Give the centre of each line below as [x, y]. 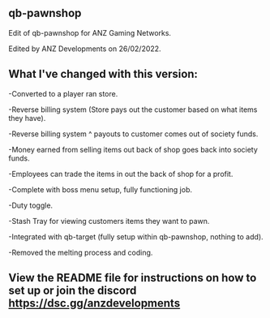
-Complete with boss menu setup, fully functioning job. [101, 189]
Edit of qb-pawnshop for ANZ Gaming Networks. [90, 32]
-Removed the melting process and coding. [81, 252]
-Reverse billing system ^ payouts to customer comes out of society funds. [133, 134]
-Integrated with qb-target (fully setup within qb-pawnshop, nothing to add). [136, 236]
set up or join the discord [73, 291]
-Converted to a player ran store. [63, 93]
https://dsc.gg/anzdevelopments [94, 303]
